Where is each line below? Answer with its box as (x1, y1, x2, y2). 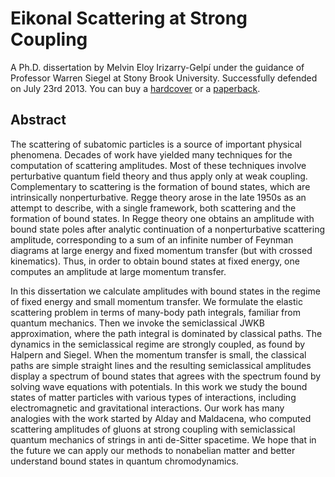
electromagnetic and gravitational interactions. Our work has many (10, 402, 285, 414)
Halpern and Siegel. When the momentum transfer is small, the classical (10, 348, 307, 361)
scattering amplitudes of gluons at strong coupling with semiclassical (10, 423, 296, 435)
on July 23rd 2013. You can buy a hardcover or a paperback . (10, 82, 261, 94)
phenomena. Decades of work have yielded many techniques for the (10, 148, 293, 161)
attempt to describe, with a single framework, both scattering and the (10, 202, 297, 214)
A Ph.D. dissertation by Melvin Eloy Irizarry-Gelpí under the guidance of (10, 61, 305, 73)
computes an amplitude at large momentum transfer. (10, 265, 227, 277)
